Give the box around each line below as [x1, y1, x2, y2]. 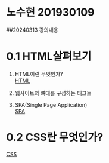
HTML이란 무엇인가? [14, 70, 64, 78]
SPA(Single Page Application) [14, 101, 88, 108]
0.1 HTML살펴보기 [6, 50, 92, 63]
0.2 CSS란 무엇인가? [6, 131, 104, 144]
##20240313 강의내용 [6, 26, 58, 33]
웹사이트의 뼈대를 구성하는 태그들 [14, 89, 92, 96]
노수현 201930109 [6, 5, 95, 19]
